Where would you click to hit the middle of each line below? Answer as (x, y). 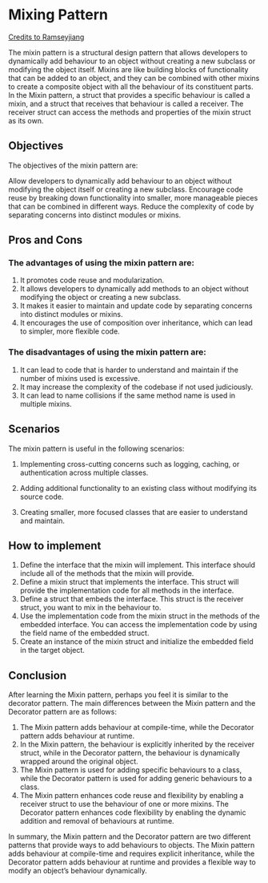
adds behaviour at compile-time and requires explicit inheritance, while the (132, 854)
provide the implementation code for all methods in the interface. (127, 590)
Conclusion (38, 675)
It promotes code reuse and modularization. (92, 280)
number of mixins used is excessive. (80, 378)
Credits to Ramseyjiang (46, 37)
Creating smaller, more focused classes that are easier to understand (134, 512)
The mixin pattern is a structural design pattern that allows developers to (128, 52)
